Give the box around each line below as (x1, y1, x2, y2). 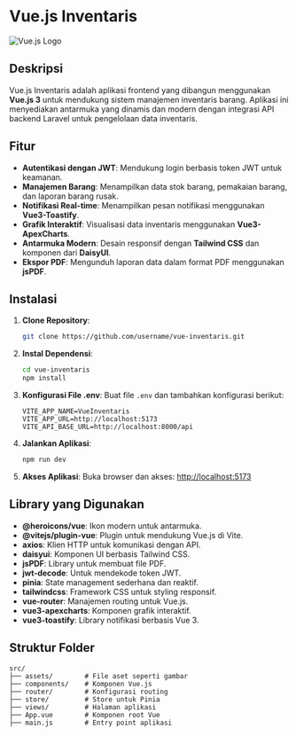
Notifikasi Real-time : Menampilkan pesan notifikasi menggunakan (21, 200, 265, 210)
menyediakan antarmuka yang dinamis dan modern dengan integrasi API (9, 104, 275, 114)
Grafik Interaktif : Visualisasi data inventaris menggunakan (21, 219, 236, 230)
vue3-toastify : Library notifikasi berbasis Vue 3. (21, 615, 199, 625)
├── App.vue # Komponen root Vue (9, 710, 161, 719)
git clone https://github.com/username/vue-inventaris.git (21, 333, 245, 341)
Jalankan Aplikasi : (21, 438, 91, 449)
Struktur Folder (9, 640, 96, 655)
